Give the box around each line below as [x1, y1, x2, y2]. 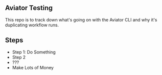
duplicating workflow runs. [5, 22, 59, 28]
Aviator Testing [5, 4, 53, 12]
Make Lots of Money [12, 64, 54, 70]
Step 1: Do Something [12, 49, 56, 55]
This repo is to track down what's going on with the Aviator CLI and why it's [5, 17, 158, 22]
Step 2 [12, 54, 26, 60]
